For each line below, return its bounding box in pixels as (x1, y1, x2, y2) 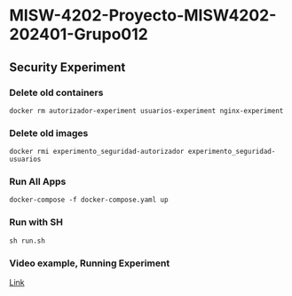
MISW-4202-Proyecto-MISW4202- (9, 5, 277, 26)
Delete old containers (9, 86, 104, 99)
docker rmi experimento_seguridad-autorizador (9, 148, 185, 156)
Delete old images (9, 126, 89, 139)
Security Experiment (9, 60, 126, 75)
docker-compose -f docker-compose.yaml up (9, 196, 169, 204)
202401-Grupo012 (9, 24, 148, 44)
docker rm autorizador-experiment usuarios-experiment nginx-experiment (9, 106, 284, 116)
